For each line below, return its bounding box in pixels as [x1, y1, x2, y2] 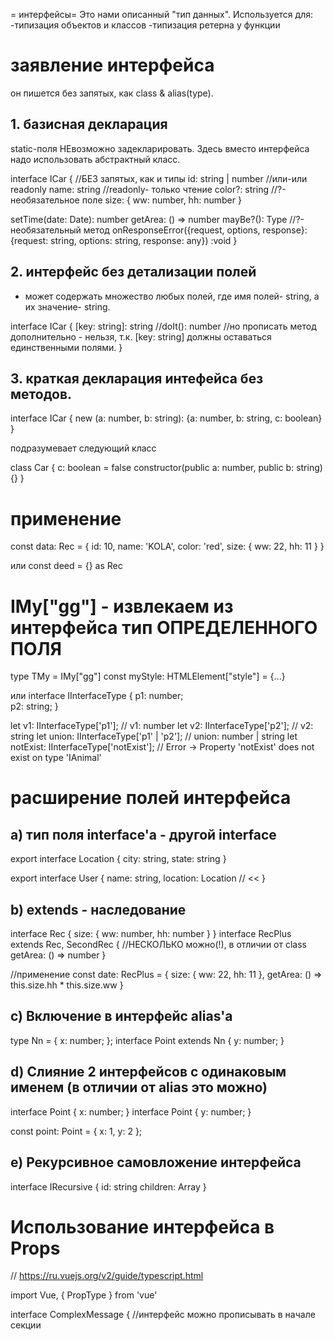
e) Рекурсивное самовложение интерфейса [10, 1154, 302, 1171]
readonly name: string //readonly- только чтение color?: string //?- [10, 183, 287, 195]
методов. [10, 385, 73, 403]
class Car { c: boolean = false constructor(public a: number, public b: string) [10, 462, 323, 474]
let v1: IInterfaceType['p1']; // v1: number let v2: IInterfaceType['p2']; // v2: [10, 720, 314, 732]
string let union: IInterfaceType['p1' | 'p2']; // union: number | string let [10, 730, 298, 743]
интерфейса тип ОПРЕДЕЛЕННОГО [10, 616, 318, 639]
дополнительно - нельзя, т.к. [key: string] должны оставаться [10, 330, 272, 343]
